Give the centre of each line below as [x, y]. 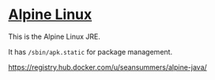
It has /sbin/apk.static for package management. [90, 51]
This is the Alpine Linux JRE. [54, 36]
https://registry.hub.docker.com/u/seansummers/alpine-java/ [107, 67]
